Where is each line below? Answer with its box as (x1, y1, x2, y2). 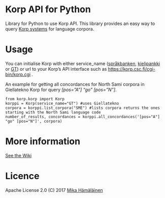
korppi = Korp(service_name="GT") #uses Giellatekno (5, 101, 119, 106)
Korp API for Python (5, 4, 91, 15)
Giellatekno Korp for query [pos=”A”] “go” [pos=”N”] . (5, 87, 117, 93)
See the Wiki (5, 152, 32, 158)
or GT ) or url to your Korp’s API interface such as (5, 66, 107, 72)
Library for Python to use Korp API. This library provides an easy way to (5, 20, 155, 26)
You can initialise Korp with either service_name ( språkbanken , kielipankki (5, 60, 160, 67)
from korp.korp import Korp (5, 96, 65, 101)
